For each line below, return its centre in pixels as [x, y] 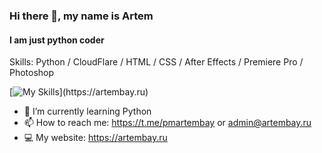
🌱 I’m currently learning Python [87, 111]
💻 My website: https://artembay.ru [95, 138]
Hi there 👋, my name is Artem [81, 16]
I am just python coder [57, 40]
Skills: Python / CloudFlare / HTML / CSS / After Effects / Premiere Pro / [156, 62]
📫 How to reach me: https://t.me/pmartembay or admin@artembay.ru [167, 123]
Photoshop [32, 73]
